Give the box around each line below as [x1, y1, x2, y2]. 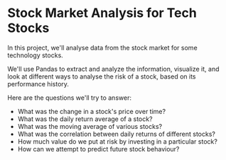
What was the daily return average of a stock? [17, 115, 153, 123]
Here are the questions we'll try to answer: [7, 93, 131, 102]
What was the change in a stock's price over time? [17, 107, 166, 115]
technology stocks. [7, 51, 64, 59]
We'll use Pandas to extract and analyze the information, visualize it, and [7, 64, 220, 73]
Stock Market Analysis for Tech [7, 5, 197, 21]
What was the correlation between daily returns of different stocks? [17, 130, 215, 138]
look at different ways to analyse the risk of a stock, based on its [7, 72, 197, 81]
